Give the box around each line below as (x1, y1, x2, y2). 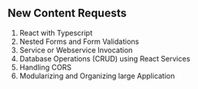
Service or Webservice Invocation (19, 44, 133, 55)
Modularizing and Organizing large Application (19, 70, 175, 80)
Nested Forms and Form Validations (19, 36, 140, 46)
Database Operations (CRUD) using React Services (19, 53, 191, 63)
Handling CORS (19, 62, 72, 72)
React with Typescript (19, 28, 93, 37)
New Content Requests (7, 6, 127, 20)
